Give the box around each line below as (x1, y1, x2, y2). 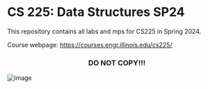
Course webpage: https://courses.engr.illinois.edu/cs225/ (7, 40, 173, 49)
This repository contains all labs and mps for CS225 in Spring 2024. (7, 27, 202, 35)
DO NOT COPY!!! (88, 58, 146, 67)
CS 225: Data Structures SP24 (7, 4, 186, 20)
